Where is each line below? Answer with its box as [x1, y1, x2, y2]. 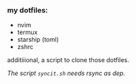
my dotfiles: [7, 5, 48, 15]
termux [17, 28, 38, 36]
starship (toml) [17, 36, 59, 44]
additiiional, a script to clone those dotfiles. [7, 56, 130, 64]
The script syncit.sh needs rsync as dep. [7, 69, 126, 77]
